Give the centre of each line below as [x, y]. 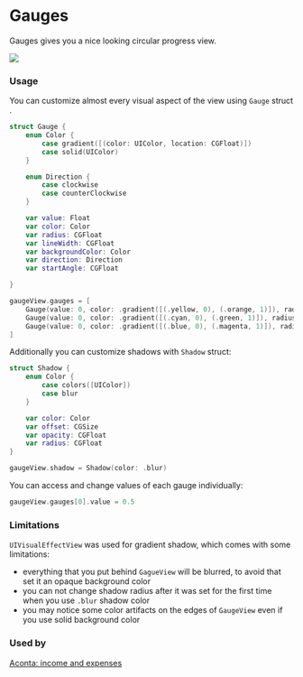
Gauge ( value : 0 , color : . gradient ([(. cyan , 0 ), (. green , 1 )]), [147, 318]
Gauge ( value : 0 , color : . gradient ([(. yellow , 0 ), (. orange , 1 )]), [153, 309]
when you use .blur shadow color [86, 600]
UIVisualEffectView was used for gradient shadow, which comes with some [150, 545]
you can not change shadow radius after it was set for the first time [147, 591]
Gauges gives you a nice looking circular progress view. [113, 41]
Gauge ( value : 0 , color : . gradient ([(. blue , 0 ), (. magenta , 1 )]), [151, 326]
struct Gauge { [38, 127]
